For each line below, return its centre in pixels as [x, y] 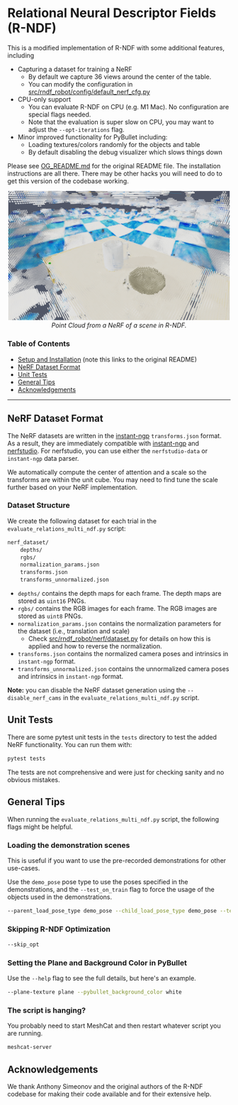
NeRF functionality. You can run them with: [70, 744]
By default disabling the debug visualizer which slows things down [125, 152]
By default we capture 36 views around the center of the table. [120, 77]
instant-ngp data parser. [43, 458]
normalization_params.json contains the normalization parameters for [119, 624]
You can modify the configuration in [80, 84]
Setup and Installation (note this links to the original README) [107, 359]
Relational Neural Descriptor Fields [112, 13]
